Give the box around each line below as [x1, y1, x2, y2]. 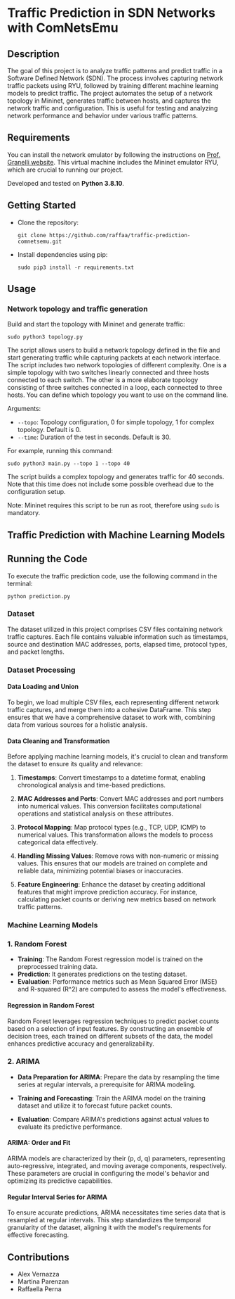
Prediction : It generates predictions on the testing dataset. [17, 970, 187, 979]
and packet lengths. [7, 647, 65, 656]
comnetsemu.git [17, 238, 62, 245]
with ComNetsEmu [7, 20, 119, 36]
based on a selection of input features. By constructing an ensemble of [7, 1024, 213, 1032]
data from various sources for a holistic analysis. [7, 720, 148, 729]
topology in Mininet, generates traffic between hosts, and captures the [7, 96, 212, 105]
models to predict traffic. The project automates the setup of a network [7, 89, 213, 97]
